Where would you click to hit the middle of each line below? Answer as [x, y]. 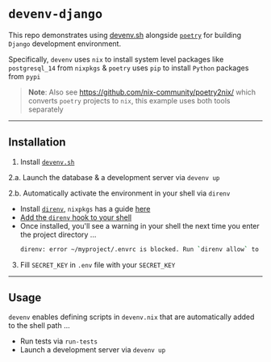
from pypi [25, 76]
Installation [37, 143]
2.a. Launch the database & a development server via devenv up [114, 177]
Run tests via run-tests [59, 341]
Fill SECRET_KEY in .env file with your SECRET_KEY [98, 264]
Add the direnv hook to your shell [75, 217]
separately [46, 109]
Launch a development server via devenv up [93, 350]
